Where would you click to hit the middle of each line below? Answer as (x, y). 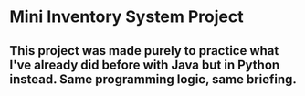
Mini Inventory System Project (126, 17)
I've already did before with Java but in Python (145, 64)
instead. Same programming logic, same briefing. (153, 79)
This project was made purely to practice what (144, 51)
